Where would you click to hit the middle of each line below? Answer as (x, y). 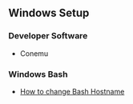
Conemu (34, 53)
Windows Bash (38, 74)
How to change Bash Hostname (72, 91)
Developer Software (48, 36)
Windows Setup (49, 13)
